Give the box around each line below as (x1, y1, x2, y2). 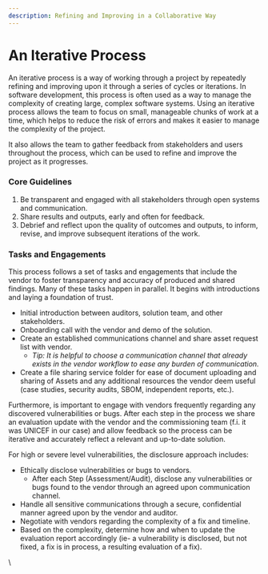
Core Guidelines (8, 176, 72, 188)
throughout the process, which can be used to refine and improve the (8, 148, 238, 157)
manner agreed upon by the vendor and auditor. (19, 508, 178, 518)
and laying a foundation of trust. (8, 293, 114, 302)
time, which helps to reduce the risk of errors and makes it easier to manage (8, 115, 260, 125)
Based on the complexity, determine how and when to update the (19, 525, 236, 535)
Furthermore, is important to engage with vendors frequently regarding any (8, 400, 256, 410)
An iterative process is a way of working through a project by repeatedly (8, 73, 246, 83)
